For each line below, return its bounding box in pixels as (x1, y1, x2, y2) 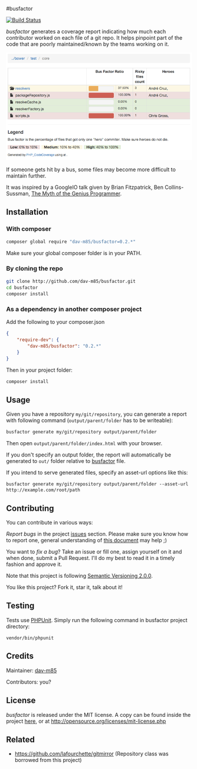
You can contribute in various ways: (6, 519, 93, 526)
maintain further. (6, 172, 47, 179)
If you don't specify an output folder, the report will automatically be (6, 451, 172, 458)
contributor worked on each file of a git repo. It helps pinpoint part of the (6, 34, 183, 41)
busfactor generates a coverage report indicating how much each (6, 28, 166, 35)
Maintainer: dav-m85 (6, 667, 57, 674)
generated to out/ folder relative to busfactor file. (6, 458, 126, 465)
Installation (6, 207, 48, 217)
